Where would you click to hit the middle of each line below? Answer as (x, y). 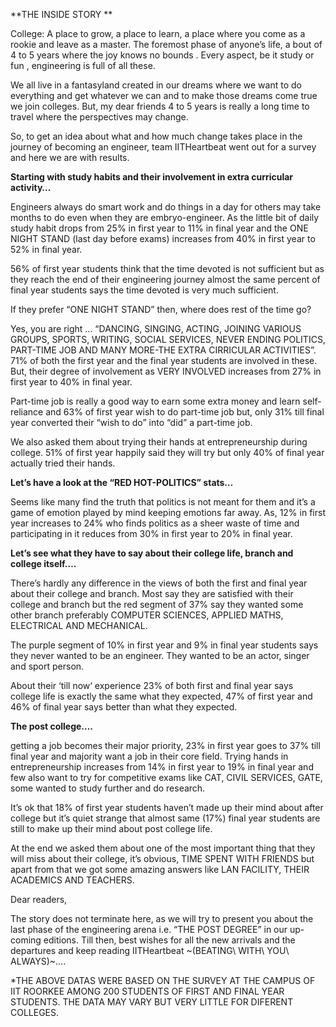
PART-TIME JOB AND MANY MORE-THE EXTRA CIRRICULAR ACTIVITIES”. (163, 350)
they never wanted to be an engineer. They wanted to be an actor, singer (160, 655)
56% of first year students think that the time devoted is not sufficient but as (167, 268)
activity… (31, 187)
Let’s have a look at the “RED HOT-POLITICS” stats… (122, 482)
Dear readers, (39, 899)
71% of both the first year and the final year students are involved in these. (164, 360)
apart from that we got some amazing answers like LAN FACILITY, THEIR (160, 869)
